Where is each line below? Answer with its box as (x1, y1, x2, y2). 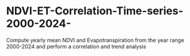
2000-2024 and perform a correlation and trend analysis (6, 43, 146, 50)
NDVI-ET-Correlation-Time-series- (6, 4, 184, 18)
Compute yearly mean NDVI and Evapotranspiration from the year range (6, 36, 185, 43)
